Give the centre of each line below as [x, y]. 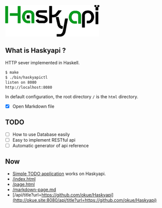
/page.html [23, 184]
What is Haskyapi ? [36, 51]
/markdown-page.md [34, 190]
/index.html [24, 179]
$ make [12, 72]
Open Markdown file [33, 106]
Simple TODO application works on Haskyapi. [59, 174]
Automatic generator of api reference [50, 145]
